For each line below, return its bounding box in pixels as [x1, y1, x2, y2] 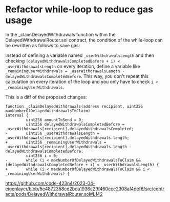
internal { [5, 113, 29, 118]
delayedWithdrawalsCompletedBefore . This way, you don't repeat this [5, 73, 148, 79]
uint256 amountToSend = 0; [26, 117, 83, 123]
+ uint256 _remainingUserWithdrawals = [5, 139, 107, 145]
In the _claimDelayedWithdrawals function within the [5, 31, 116, 37]
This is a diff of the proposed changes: [5, 94, 87, 100]
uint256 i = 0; [26, 153, 58, 158]
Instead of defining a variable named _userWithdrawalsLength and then [5, 52, 155, 58]
